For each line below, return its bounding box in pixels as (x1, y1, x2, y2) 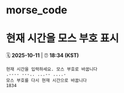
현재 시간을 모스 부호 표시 (6, 32, 119, 45)
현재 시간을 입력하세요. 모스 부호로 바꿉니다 (6, 66, 98, 73)
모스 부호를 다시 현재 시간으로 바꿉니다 (6, 78, 87, 84)
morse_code (6, 3, 68, 17)
